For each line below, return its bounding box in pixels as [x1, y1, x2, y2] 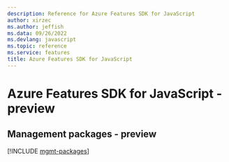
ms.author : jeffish [7, 23, 64, 30]
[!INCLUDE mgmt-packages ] [7, 147, 89, 155]
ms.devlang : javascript [7, 36, 77, 43]
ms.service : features [7, 50, 71, 57]
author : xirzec [7, 17, 52, 24]
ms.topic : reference [7, 43, 68, 50]
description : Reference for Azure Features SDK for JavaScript [7, 10, 195, 17]
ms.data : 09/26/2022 [7, 29, 68, 37]
